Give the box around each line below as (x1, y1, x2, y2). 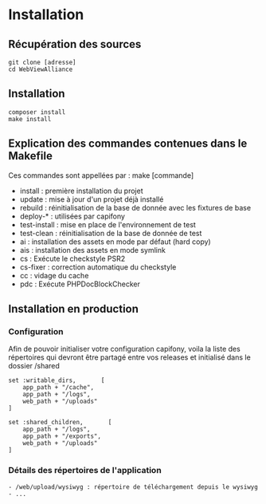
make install (8, 115, 52, 123)
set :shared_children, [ (8, 419, 112, 427)
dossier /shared (8, 361, 60, 371)
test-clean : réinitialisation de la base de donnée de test (19, 228, 202, 238)
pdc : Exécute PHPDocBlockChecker (19, 279, 141, 289)
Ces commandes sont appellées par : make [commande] (8, 170, 194, 180)
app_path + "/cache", (22, 384, 94, 392)
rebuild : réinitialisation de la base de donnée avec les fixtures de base (19, 203, 252, 212)
